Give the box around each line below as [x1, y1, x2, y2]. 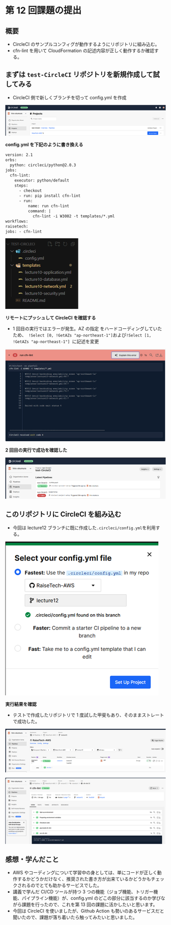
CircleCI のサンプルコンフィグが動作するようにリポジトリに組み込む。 [12, 41, 160, 47]
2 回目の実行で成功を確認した [5, 447, 68, 453]
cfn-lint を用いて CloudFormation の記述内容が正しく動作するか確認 [12, 48, 154, 54]
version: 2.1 [5, 152, 33, 157]
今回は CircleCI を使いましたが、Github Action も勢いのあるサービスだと [12, 908, 164, 914]
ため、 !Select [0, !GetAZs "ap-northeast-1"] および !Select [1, [12, 332, 152, 338]
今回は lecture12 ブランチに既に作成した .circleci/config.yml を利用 [12, 525, 156, 531]
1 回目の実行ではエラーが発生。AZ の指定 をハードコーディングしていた [12, 325, 162, 331]
